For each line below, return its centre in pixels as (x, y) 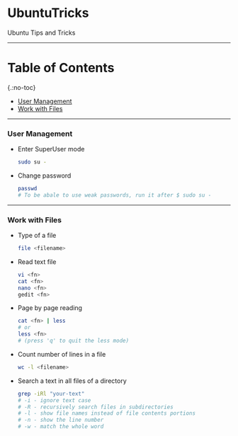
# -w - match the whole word (61, 427)
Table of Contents (61, 68)
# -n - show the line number (61, 420)
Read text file (37, 262)
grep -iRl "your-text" (51, 394)
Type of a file (37, 236)
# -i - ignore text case (54, 400)
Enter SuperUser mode (51, 149)
